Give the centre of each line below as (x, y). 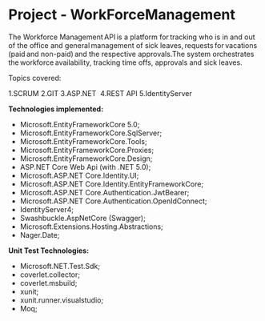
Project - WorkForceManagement (122, 15)
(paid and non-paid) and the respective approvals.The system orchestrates (131, 54)
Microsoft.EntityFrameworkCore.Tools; (83, 141)
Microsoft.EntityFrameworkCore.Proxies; (87, 150)
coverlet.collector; (50, 275)
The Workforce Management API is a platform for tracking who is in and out (132, 37)
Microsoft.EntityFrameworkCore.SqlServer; (91, 133)
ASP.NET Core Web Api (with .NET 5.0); (85, 167)
